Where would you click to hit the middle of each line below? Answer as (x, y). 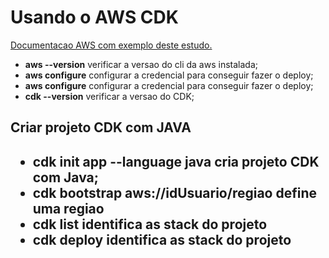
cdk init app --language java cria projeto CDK (176, 161)
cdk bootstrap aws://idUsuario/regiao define (175, 192)
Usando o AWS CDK (94, 17)
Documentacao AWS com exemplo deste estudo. (111, 45)
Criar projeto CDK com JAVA (101, 127)
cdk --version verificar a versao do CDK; (109, 96)
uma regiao (68, 208)
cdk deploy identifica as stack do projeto (162, 239)
